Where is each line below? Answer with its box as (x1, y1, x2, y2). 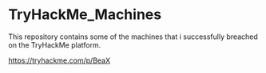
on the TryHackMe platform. (8, 40, 101, 49)
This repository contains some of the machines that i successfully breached (8, 32, 258, 41)
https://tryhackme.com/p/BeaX (8, 56, 110, 65)
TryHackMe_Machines (8, 6, 162, 24)
